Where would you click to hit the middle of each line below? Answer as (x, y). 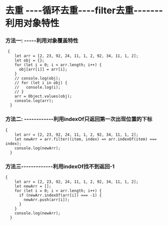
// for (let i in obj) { (41, 83)
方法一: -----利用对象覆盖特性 (42, 40)
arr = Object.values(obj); (43, 96)
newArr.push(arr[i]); (47, 200)
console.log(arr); (34, 101)
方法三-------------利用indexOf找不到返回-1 (60, 166)
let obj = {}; (29, 60)
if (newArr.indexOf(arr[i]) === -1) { (60, 195)
